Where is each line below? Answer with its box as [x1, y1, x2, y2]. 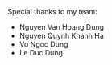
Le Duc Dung [19, 48, 64, 57]
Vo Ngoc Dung [19, 39, 68, 49]
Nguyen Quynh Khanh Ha [19, 31, 104, 40]
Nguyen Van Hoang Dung [19, 22, 105, 31]
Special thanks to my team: [7, 7, 97, 16]
